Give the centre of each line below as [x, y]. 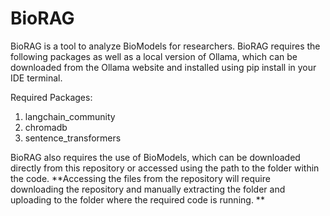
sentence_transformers [73, 138]
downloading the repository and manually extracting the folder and [148, 189]
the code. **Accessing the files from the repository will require [140, 178]
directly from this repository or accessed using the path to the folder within [165, 168]
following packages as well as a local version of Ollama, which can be [154, 56]
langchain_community [70, 116]
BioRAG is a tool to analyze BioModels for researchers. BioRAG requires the [165, 46]
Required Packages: [51, 97]
